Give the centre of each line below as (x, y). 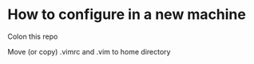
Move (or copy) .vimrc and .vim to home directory (89, 51)
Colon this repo (33, 36)
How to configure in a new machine (127, 15)
